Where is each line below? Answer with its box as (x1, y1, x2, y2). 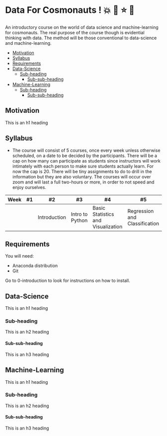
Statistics (92, 210, 114, 217)
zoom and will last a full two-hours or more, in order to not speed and (12, 179, 155, 185)
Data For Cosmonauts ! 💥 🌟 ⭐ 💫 (5, 4, 135, 16)
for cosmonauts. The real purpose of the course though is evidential (5, 29, 145, 35)
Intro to (71, 210, 88, 217)
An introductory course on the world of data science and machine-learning (5, 24, 159, 30)
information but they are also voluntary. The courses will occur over (12, 174, 151, 179)
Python (71, 217, 88, 224)
